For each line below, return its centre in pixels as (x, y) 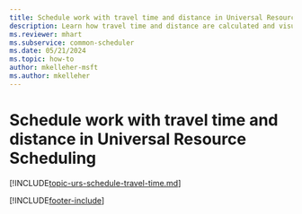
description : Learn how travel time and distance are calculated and (142, 26)
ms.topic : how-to (42, 59)
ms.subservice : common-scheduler (72, 43)
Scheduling (53, 158)
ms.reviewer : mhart (46, 34)
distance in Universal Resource (128, 139)
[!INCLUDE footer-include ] (57, 200)
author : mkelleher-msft (54, 68)
